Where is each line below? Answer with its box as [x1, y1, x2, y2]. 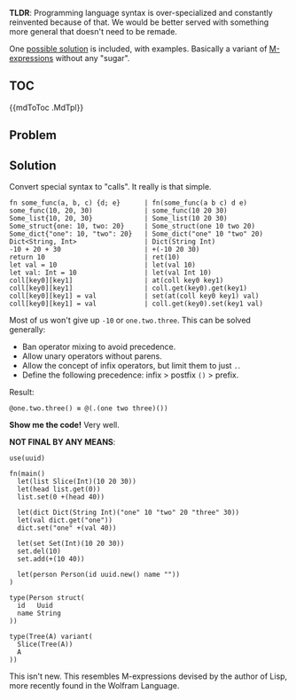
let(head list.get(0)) [17, 485, 101, 494]
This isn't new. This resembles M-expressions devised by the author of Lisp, [9, 671, 288, 681]
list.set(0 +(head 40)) [17, 493, 105, 502]
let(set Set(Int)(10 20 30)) [17, 540, 125, 548]
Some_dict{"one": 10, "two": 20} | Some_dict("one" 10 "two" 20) [9, 229, 264, 238]
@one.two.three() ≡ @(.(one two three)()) [9, 404, 168, 413]
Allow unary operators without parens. [21, 351, 162, 362]
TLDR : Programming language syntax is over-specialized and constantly [9, 8, 273, 18]
